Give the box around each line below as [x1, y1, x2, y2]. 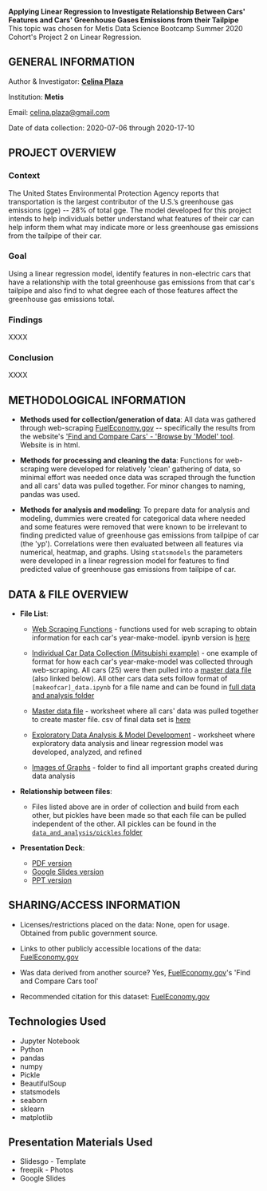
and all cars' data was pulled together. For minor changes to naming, [19, 481, 245, 490]
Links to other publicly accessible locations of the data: [19, 943, 202, 953]
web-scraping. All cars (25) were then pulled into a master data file [31, 665, 252, 675]
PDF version [31, 859, 73, 868]
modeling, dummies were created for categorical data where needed [19, 514, 245, 523]
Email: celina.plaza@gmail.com [8, 107, 110, 117]
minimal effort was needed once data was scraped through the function [19, 473, 256, 482]
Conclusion [8, 352, 54, 363]
